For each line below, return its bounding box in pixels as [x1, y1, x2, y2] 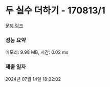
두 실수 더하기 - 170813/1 [5, 5, 106, 16]
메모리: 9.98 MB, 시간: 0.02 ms [5, 49, 69, 55]
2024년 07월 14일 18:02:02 [5, 76, 61, 82]
